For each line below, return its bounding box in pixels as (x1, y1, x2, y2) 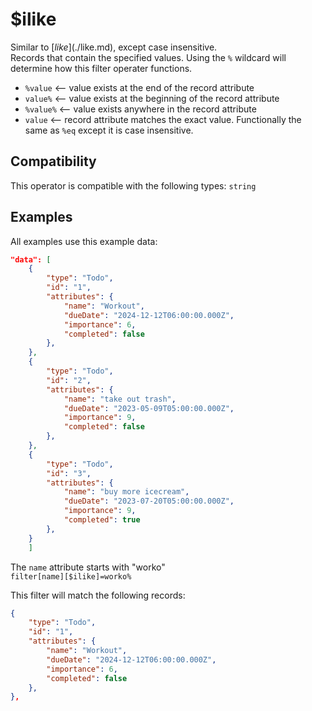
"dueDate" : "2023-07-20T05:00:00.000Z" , (63, 496, 235, 507)
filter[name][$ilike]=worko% (10, 571, 132, 582)
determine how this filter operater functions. (10, 62, 193, 74)
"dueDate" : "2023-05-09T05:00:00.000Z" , (63, 403, 235, 413)
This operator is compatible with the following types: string (10, 179, 257, 192)
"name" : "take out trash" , (63, 394, 177, 404)
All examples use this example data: (10, 235, 158, 247)
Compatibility (10, 153, 97, 170)
